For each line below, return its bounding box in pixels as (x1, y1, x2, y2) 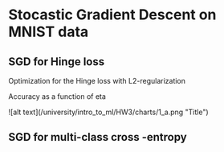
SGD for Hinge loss (8, 55, 105, 68)
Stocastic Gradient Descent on (8, 6, 217, 24)
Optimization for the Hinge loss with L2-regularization (8, 76, 186, 85)
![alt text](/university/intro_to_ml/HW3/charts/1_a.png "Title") (8, 107, 209, 117)
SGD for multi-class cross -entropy (8, 130, 187, 144)
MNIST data (8, 23, 89, 41)
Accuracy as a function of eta (8, 92, 107, 101)
